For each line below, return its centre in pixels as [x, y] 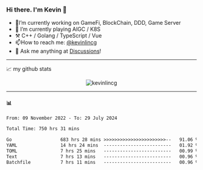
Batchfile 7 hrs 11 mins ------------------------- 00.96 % [102, 162]
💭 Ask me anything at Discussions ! [58, 51]
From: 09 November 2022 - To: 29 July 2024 [62, 118]
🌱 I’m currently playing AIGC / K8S [58, 29]
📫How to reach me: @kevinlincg [56, 42]
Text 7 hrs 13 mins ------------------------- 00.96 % [102, 157]
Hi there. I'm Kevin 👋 [37, 10]
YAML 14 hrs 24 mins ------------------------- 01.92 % [102, 145]
